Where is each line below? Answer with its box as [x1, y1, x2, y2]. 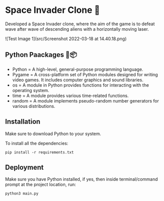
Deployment [5, 163, 44, 171]
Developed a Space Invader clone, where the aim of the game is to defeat [5, 21, 155, 27]
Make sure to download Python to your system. [5, 131, 101, 137]
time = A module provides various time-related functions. [12, 93, 129, 99]
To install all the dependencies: [5, 140, 68, 146]
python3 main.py [5, 191, 39, 196]
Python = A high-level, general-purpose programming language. [12, 66, 143, 72]
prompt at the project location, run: [5, 182, 77, 188]
